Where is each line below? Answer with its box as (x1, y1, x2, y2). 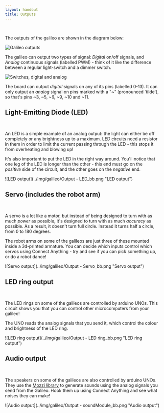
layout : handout (5, 7, 38, 12)
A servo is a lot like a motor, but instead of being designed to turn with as (5, 213, 153, 219)
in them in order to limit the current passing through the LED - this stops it (5, 141, 154, 147)
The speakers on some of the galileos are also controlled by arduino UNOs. (5, 377, 157, 383)
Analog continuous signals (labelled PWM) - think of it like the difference (5, 59, 152, 65)
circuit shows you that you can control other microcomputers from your (5, 305, 149, 311)
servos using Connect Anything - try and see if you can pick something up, (5, 249, 157, 254)
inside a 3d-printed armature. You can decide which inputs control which (5, 243, 152, 249)
